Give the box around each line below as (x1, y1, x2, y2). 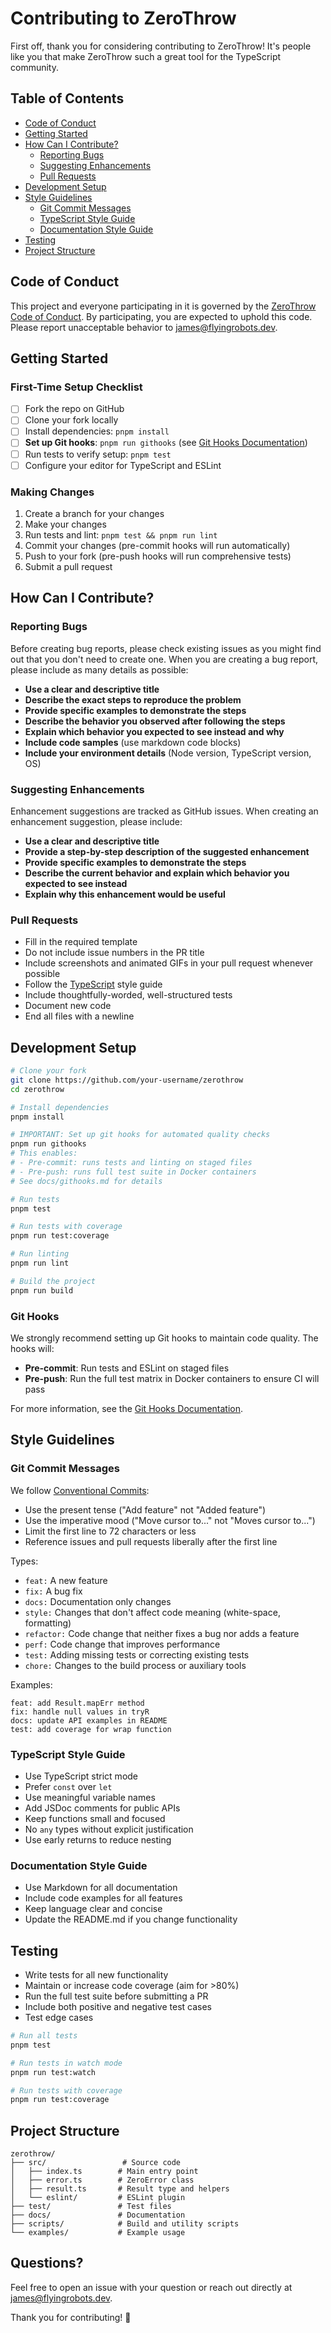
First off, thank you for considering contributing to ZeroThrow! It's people (10, 40, 312, 52)
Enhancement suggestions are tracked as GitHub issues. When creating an (10, 805, 319, 817)
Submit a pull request (24, 560, 113, 572)
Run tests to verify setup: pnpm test (24, 448, 172, 460)
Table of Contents (10, 90, 125, 107)
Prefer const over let (24, 1780, 113, 1792)
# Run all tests (10, 2031, 78, 2041)
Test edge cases (24, 2012, 94, 2024)
